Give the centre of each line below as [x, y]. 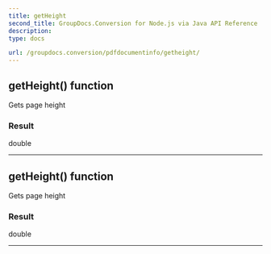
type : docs [27, 38]
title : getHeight [38, 16]
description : [30, 31]
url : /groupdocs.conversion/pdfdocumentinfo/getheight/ [104, 53]
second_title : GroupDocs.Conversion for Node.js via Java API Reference [133, 23]
